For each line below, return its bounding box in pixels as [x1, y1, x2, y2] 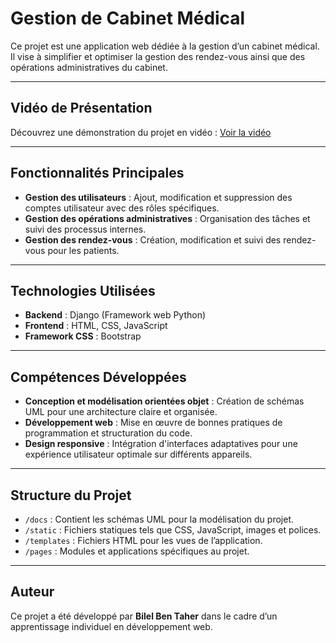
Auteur [10, 583, 55, 601]
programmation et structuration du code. [24, 427, 193, 439]
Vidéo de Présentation [10, 100, 153, 117]
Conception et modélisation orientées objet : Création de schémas [24, 395, 305, 407]
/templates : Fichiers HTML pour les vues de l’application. [24, 535, 263, 546]
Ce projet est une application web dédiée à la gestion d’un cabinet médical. [10, 40, 320, 52]
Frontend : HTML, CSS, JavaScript [24, 320, 168, 332]
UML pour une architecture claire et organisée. [24, 406, 218, 418]
